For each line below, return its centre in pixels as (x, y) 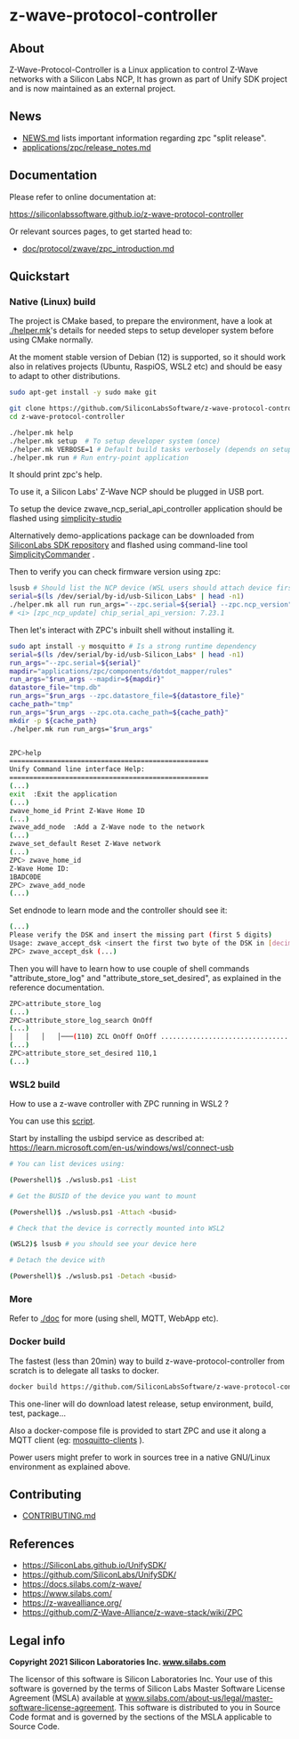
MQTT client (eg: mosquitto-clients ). (77, 1440)
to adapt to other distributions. (65, 376)
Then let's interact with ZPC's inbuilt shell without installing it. (122, 630)
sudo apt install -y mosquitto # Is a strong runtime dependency (133, 646)
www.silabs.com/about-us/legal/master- (199, 1698)
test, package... (38, 1413)
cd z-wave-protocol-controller (67, 417)
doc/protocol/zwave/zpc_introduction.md (98, 248)
